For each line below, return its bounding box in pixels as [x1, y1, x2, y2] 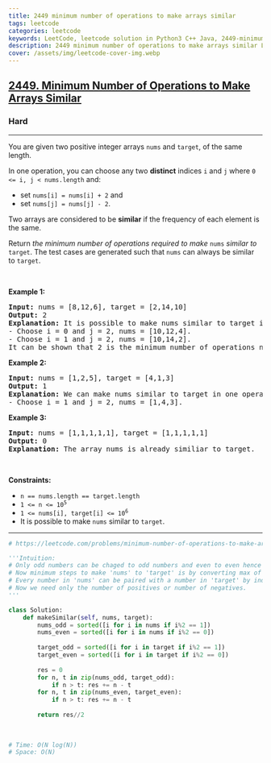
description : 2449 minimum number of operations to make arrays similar [8, 42, 258, 50]
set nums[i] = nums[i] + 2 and [19, 190, 123, 200]
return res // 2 [37, 711, 85, 719]
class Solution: [8, 606, 63, 614]
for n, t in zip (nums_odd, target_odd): [37, 674, 175, 682]
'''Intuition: [8, 554, 56, 562]
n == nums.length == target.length [19, 492, 140, 500]
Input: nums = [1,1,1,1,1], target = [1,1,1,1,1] [8, 428, 209, 437]
